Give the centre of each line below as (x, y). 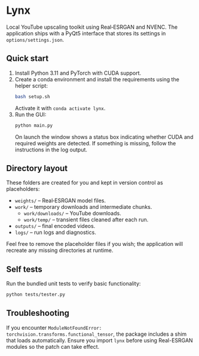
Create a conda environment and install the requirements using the (97, 79)
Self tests (25, 269)
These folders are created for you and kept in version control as (85, 182)
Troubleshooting (38, 313)
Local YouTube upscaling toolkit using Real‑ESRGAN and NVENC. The (92, 27)
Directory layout (37, 168)
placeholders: (23, 189)
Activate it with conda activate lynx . (60, 108)
